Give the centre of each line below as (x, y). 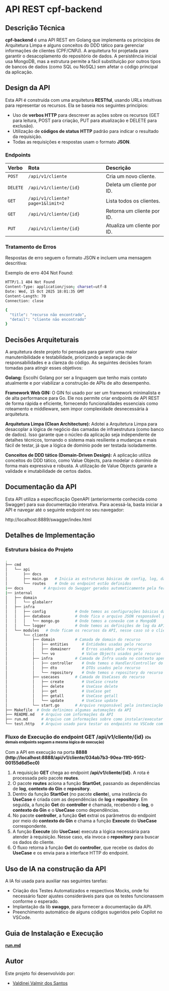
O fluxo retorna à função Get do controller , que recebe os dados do (83, 847)
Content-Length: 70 (26, 296)
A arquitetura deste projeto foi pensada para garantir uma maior (71, 352)
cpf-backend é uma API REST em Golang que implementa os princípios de (83, 40)
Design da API (28, 88)
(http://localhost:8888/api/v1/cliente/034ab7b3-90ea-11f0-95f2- (76, 758)
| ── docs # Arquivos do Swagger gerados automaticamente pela (81, 588)
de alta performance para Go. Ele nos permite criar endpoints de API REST (82, 398)
